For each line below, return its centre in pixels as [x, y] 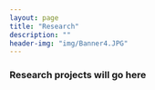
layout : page [34, 18]
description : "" [40, 35]
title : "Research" [44, 26]
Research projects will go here [78, 75]
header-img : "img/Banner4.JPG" [69, 43]
